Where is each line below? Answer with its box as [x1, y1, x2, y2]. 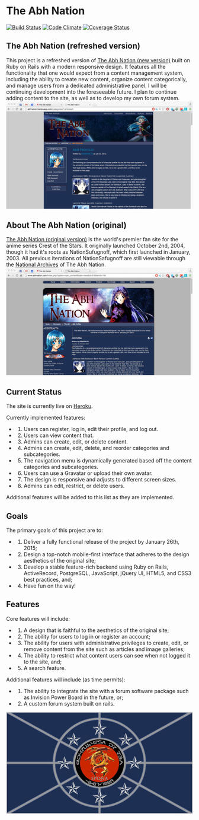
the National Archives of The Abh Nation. [6, 261, 107, 268]
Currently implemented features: [6, 414, 86, 422]
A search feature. [23, 664, 66, 671]
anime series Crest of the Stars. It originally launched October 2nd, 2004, [6, 242, 185, 250]
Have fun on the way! [23, 582, 76, 589]
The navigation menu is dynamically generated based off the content [23, 457, 192, 464]
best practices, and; [23, 576, 73, 583]
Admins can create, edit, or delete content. [23, 438, 129, 445]
